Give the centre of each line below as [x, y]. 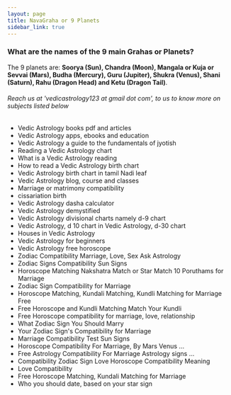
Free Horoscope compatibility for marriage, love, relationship [106, 316]
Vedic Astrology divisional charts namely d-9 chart [91, 218]
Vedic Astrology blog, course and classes [78, 181]
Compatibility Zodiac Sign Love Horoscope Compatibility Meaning [114, 361]
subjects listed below [38, 106]
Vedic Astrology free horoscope [64, 248]
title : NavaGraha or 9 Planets [53, 21]
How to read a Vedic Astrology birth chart [78, 165]
